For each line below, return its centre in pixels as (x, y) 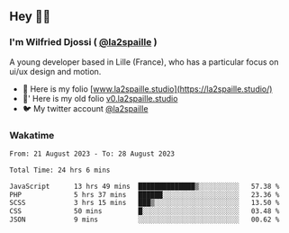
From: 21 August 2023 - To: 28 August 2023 (92, 154)
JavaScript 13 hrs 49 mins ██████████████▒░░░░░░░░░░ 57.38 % (144, 186)
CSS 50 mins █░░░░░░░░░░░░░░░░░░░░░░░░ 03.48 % (144, 211)
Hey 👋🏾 (30, 17)
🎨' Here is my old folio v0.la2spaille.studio (100, 98)
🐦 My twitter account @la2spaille (85, 108)
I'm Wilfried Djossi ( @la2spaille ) (83, 42)
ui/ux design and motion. (55, 71)
